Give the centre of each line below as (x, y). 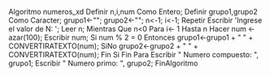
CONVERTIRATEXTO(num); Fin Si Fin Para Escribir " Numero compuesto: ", (133, 55)
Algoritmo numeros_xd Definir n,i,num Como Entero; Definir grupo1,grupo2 (133, 12)
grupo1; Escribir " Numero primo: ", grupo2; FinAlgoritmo (103, 63)
